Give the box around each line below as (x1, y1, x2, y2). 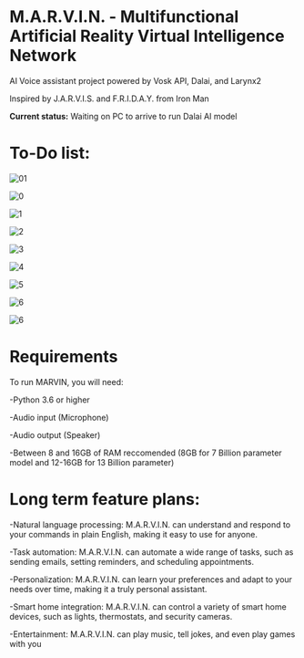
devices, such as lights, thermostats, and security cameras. (9, 611, 233, 621)
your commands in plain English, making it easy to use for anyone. (9, 528, 258, 539)
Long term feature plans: (9, 489, 200, 509)
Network (9, 46, 77, 66)
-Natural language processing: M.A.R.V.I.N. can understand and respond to (9, 518, 291, 530)
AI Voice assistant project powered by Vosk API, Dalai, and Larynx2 (9, 75, 262, 86)
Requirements (9, 347, 118, 367)
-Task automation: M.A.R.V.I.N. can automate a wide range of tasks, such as (9, 546, 294, 558)
